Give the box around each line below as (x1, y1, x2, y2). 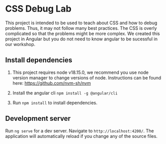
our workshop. (5, 41, 36, 47)
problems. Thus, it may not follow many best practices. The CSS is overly (5, 25, 157, 31)
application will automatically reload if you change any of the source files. (5, 133, 157, 139)
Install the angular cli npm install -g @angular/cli (12, 89, 118, 96)
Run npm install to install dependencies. (12, 100, 98, 106)
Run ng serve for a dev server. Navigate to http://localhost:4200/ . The (5, 127, 154, 134)
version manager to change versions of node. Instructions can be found (12, 74, 161, 81)
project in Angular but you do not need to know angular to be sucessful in (5, 36, 157, 42)
